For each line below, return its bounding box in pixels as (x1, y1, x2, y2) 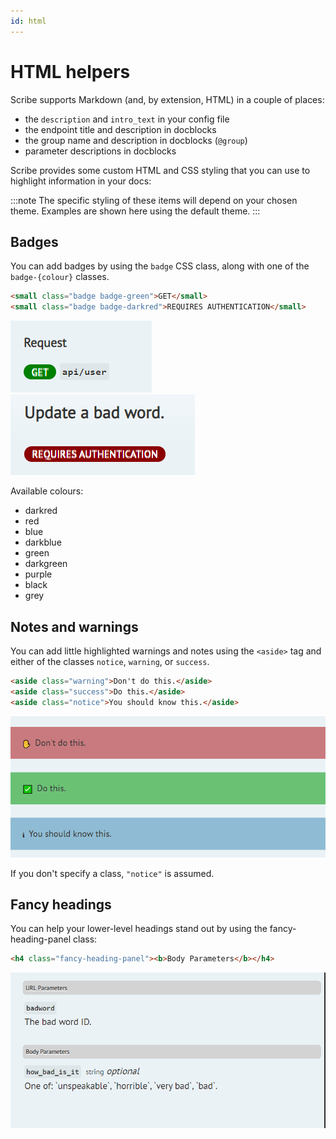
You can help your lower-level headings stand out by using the (10, 923, 268, 935)
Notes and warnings (10, 618, 139, 635)
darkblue (24, 536, 62, 549)
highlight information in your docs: (10, 175, 152, 187)
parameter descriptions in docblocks (24, 145, 177, 157)
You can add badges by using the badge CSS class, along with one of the (10, 260, 310, 272)
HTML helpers (10, 60, 131, 83)
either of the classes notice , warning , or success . (10, 655, 210, 667)
